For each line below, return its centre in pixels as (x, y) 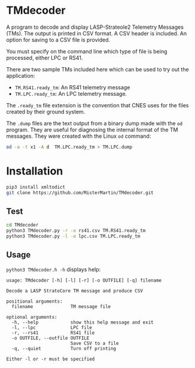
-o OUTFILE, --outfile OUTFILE (51, 338)
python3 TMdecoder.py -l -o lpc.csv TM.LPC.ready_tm (73, 236)
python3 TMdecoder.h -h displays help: (54, 269)
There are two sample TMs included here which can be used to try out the (98, 69)
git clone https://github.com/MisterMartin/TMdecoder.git (80, 192)
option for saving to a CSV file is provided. (58, 40)
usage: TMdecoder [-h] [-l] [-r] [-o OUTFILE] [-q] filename (84, 280)
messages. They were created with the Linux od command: (79, 136)
